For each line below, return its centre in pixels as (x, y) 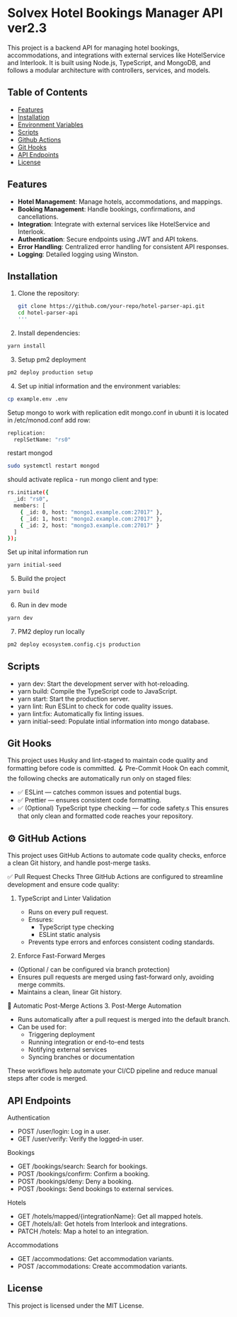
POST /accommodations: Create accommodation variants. (102, 1266)
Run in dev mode (42, 605)
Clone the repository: (48, 293)
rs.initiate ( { (28, 493)
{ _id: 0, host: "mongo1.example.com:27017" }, (91, 512)
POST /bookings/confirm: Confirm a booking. (83, 1174)
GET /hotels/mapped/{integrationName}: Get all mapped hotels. (110, 1216)
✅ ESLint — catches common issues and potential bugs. (99, 792)
